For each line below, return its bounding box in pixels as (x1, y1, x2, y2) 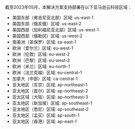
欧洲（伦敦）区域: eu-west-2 (12, 51, 70, 57)
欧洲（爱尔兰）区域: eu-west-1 (12, 45, 74, 51)
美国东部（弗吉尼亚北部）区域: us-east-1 (12, 15, 94, 21)
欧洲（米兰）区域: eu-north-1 (12, 64, 71, 69)
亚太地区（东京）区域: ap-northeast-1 (12, 82, 88, 87)
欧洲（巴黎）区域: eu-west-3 (12, 58, 70, 63)
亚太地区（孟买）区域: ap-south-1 (12, 112, 79, 118)
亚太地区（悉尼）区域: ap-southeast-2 (12, 107, 89, 112)
